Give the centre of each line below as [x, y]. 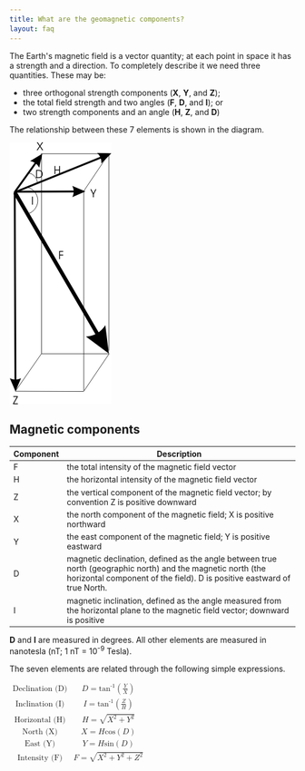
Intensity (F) [40, 758]
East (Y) [40, 744]
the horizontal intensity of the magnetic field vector [162, 480]
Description [179, 454]
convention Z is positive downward [132, 502]
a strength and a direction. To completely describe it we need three [135, 65]
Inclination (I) [40, 704]
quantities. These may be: [58, 75]
